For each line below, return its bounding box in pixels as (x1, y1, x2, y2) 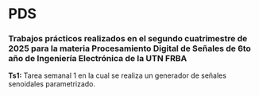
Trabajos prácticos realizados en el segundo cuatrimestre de (8, 33, 248, 44)
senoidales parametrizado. (8, 79, 96, 89)
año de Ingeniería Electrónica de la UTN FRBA (8, 53, 187, 64)
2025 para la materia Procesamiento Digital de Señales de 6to (8, 43, 252, 54)
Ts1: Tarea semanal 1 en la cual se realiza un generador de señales (8, 71, 226, 80)
